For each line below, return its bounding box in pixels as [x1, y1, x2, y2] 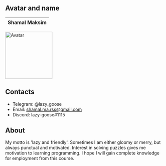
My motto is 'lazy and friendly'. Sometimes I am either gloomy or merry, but [5, 139, 161, 145]
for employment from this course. [5, 155, 74, 161]
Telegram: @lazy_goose [12, 101, 62, 107]
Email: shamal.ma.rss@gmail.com [12, 106, 82, 112]
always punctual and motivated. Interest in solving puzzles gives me [5, 145, 146, 151]
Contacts [5, 88, 35, 96]
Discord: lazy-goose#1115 [12, 111, 65, 117]
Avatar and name [5, 4, 60, 13]
